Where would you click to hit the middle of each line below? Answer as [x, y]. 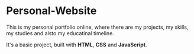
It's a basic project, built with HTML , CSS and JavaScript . [77, 45]
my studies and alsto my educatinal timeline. [60, 33]
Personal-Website [51, 11]
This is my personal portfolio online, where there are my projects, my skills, [97, 27]
